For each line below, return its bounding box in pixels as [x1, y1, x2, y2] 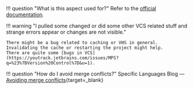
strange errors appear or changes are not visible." [6, 29, 126, 35]
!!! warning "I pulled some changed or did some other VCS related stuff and [6, 23, 188, 29]
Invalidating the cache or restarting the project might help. [6, 45, 164, 51]
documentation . [6, 11, 44, 18]
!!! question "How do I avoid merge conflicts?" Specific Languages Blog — [6, 70, 185, 77]
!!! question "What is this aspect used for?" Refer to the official [6, 5, 157, 12]
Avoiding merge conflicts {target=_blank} [6, 77, 104, 83]
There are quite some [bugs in [6, 50, 82, 56]
